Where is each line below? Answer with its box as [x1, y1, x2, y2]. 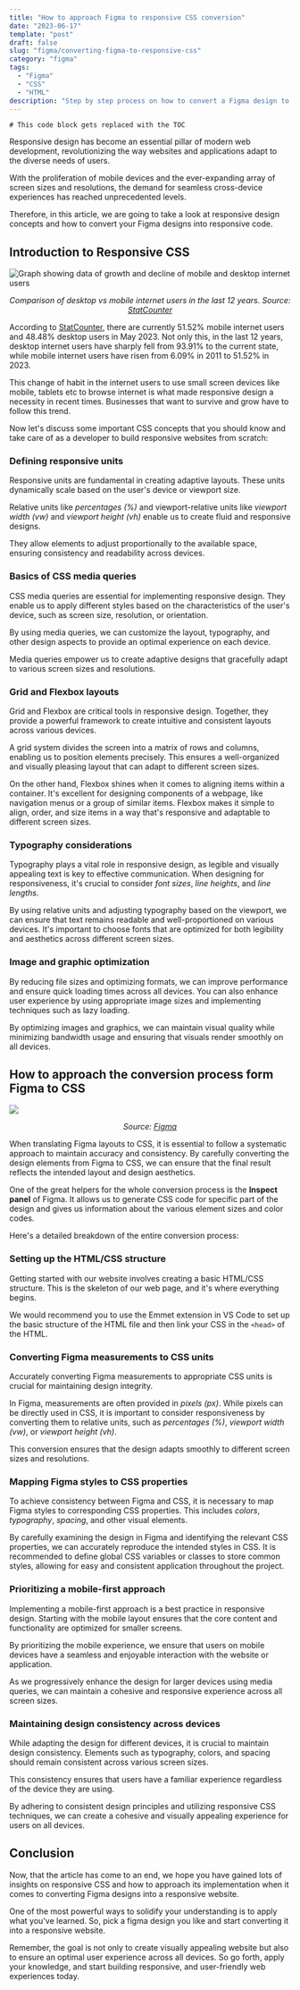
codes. [9, 1213, 35, 1224]
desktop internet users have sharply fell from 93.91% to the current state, [9, 341, 279, 351]
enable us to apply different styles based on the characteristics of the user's [9, 600, 290, 611]
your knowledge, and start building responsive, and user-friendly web [9, 1960, 266, 1972]
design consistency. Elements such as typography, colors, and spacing [9, 1747, 271, 1757]
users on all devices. [9, 1819, 85, 1830]
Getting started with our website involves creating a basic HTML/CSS [9, 1273, 264, 1283]
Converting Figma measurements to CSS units [9, 1351, 214, 1363]
